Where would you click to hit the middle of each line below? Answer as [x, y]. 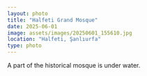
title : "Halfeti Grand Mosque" [53, 20]
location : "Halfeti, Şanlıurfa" [54, 39]
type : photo [24, 46]
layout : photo [28, 13]
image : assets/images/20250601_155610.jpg [70, 33]
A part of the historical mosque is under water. [74, 65]
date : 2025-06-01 [32, 26]
